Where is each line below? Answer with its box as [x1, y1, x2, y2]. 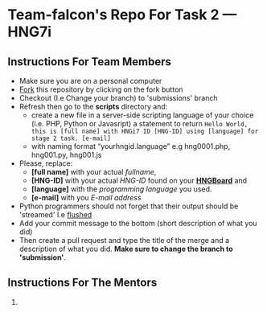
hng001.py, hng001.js [31, 150, 102, 159]
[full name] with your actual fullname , [31, 167, 157, 176]
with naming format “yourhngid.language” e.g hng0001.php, [31, 142, 231, 150]
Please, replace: [18, 159, 73, 168]
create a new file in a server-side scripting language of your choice [31, 110, 254, 120]
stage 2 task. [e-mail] [31, 134, 112, 142]
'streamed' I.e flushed [18, 210, 92, 219]
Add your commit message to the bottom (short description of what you [18, 219, 258, 228]
